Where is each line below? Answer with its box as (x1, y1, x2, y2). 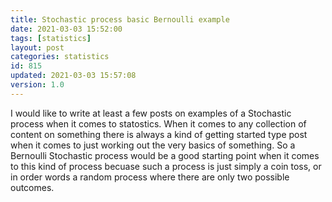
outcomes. (10, 181, 55, 193)
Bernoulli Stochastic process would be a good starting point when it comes (10, 149, 320, 161)
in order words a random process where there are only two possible (10, 171, 290, 183)
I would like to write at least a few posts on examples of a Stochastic (10, 107, 292, 119)
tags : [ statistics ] (10, 33, 92, 43)
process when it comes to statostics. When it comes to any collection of (10, 117, 307, 130)
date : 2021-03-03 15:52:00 (10, 24, 123, 34)
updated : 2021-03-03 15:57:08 (10, 71, 137, 81)
